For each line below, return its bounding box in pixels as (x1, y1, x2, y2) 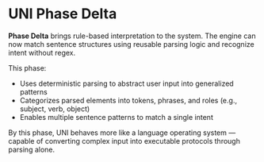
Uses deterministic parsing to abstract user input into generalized (19, 79, 234, 88)
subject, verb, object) (19, 104, 90, 114)
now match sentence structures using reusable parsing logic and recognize (8, 39, 255, 48)
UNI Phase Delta (8, 5, 117, 23)
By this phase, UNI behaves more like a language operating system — (8, 128, 236, 137)
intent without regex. (8, 48, 76, 57)
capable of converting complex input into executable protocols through (8, 136, 240, 145)
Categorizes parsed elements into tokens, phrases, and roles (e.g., (19, 95, 238, 105)
